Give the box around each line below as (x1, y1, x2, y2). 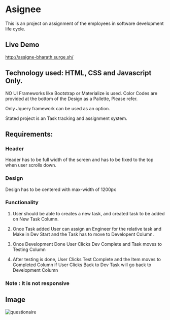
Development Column (12, 267, 58, 273)
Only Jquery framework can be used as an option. (5, 105, 110, 111)
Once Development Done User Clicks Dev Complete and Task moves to (12, 241, 162, 247)
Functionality (5, 199, 39, 206)
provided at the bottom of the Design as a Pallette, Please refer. (5, 95, 138, 102)
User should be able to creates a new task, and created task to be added (12, 210, 165, 216)
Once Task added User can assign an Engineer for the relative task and (12, 226, 161, 232)
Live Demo (5, 41, 40, 49)
